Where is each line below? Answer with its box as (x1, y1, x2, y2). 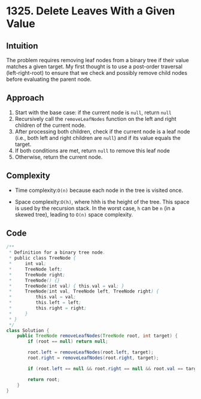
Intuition (6, 41, 38, 51)
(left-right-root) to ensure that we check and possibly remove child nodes (6, 69, 187, 76)
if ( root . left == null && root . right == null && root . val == (28, 366, 184, 371)
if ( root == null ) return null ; (28, 339, 109, 345)
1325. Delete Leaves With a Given (6, 4, 175, 18)
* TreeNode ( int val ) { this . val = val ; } (8, 283, 124, 289)
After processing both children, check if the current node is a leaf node (14, 127, 190, 135)
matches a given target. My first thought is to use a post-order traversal (6, 63, 182, 70)
